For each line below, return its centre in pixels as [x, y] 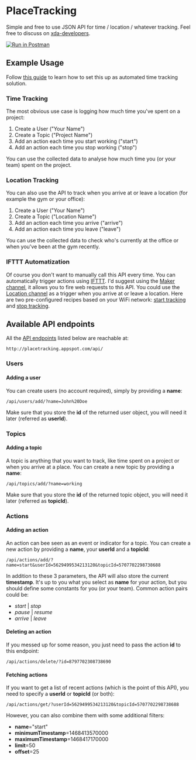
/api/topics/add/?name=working [44, 484]
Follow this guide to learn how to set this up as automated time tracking [92, 77]
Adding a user [23, 377]
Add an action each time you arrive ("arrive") [68, 223]
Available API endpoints [50, 324]
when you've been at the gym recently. [53, 247]
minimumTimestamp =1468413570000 [61, 733]
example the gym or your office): [46, 199]
